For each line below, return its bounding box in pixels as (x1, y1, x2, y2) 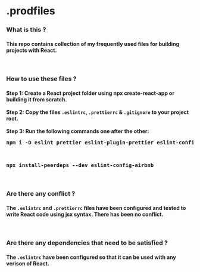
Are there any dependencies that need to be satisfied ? (6, 239, 168, 247)
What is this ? (6, 26, 46, 34)
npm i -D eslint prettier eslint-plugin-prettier (6, 139, 154, 146)
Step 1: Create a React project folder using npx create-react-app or (6, 89, 174, 97)
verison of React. (6, 260, 49, 267)
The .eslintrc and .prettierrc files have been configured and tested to (6, 204, 186, 211)
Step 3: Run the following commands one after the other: (6, 127, 149, 135)
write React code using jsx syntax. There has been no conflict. (6, 211, 164, 218)
